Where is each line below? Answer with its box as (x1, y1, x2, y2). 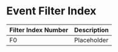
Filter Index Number (9, 26, 69, 34)
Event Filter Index (6, 4, 97, 18)
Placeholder (74, 36, 109, 44)
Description (74, 26, 109, 34)
